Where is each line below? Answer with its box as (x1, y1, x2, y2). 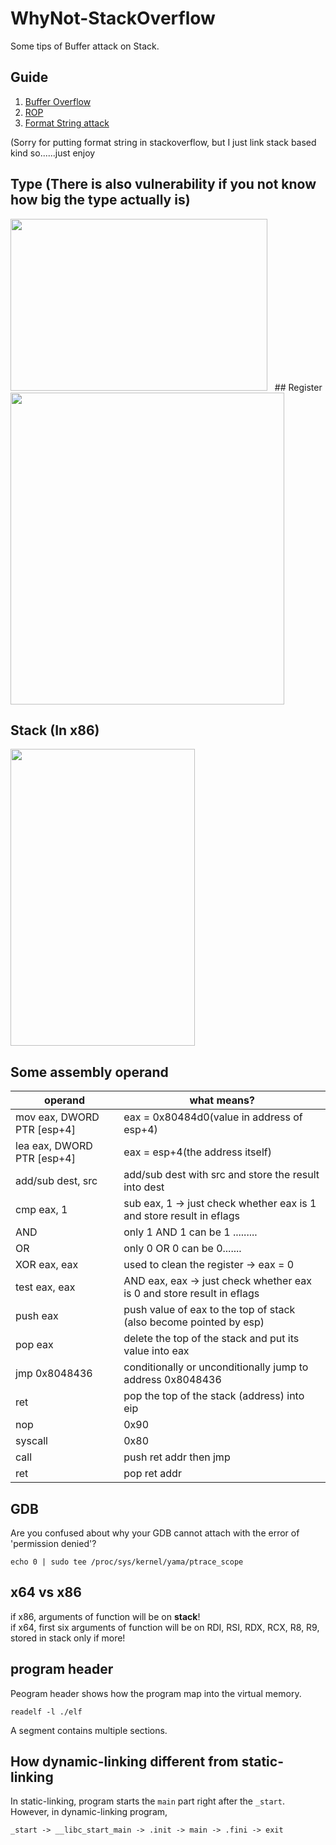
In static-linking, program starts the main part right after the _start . (10, 1795, 285, 1807)
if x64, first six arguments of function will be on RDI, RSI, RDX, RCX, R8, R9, (10, 1621, 320, 1633)
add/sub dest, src (15, 1174, 98, 1188)
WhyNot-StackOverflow (10, 7, 216, 30)
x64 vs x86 (10, 1584, 82, 1601)
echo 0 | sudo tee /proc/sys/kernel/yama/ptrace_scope (10, 1557, 244, 1567)
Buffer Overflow (24, 95, 92, 107)
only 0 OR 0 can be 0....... (123, 1242, 242, 1256)
